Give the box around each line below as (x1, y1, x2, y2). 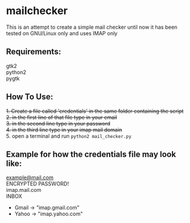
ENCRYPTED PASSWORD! (6, 180, 69, 187)
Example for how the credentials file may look (6, 149, 177, 159)
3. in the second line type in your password (6, 120, 110, 127)
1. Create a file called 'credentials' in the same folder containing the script (6, 107, 184, 114)
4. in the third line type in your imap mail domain (6, 126, 123, 133)
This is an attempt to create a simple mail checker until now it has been (6, 23, 178, 31)
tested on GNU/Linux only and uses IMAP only (6, 29, 118, 36)
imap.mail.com (6, 187, 42, 194)
